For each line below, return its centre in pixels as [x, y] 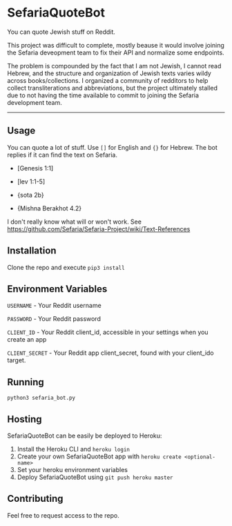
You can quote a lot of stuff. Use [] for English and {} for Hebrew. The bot [112, 147]
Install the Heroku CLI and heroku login [73, 449]
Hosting [25, 419]
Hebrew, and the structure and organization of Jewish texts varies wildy [109, 73]
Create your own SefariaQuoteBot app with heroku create [99, 456]
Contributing [35, 499]
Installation [32, 251]
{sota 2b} [30, 195]
